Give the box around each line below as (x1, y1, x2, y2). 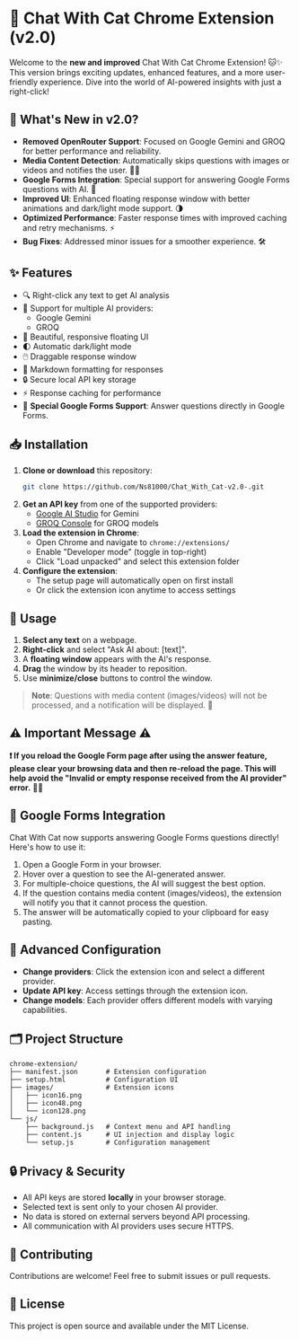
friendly (9, 76, 39, 87)
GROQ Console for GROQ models (35, 518, 159, 529)
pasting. (22, 916, 53, 927)
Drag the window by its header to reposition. (22, 664, 188, 674)
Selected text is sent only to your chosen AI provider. (22, 1202, 218, 1212)
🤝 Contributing (9, 1247, 93, 1262)
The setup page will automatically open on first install (35, 575, 233, 586)
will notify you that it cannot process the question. (22, 897, 208, 908)
